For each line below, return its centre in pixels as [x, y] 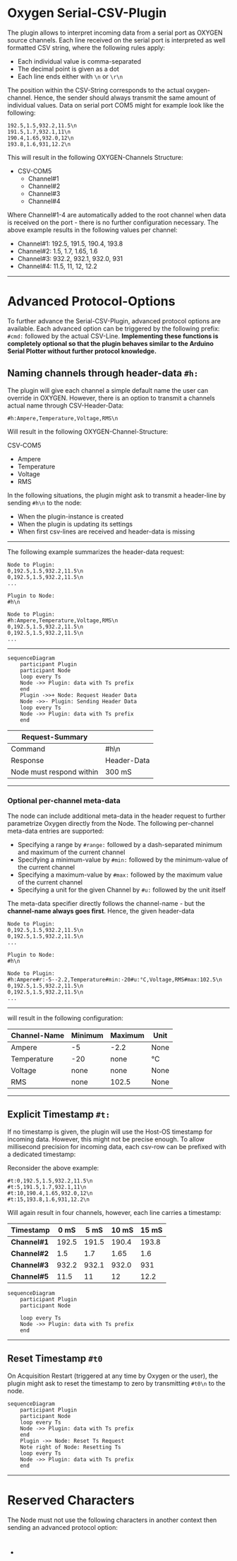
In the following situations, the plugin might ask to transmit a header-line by [117, 495]
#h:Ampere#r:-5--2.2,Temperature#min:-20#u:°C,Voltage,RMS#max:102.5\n [115, 979]
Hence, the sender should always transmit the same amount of [125, 98]
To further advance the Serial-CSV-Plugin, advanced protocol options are [114, 321]
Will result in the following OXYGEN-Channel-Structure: [87, 431]
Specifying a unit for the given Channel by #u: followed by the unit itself [122, 889]
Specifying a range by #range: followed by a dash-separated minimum [120, 844]
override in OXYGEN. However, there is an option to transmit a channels [111, 398]
